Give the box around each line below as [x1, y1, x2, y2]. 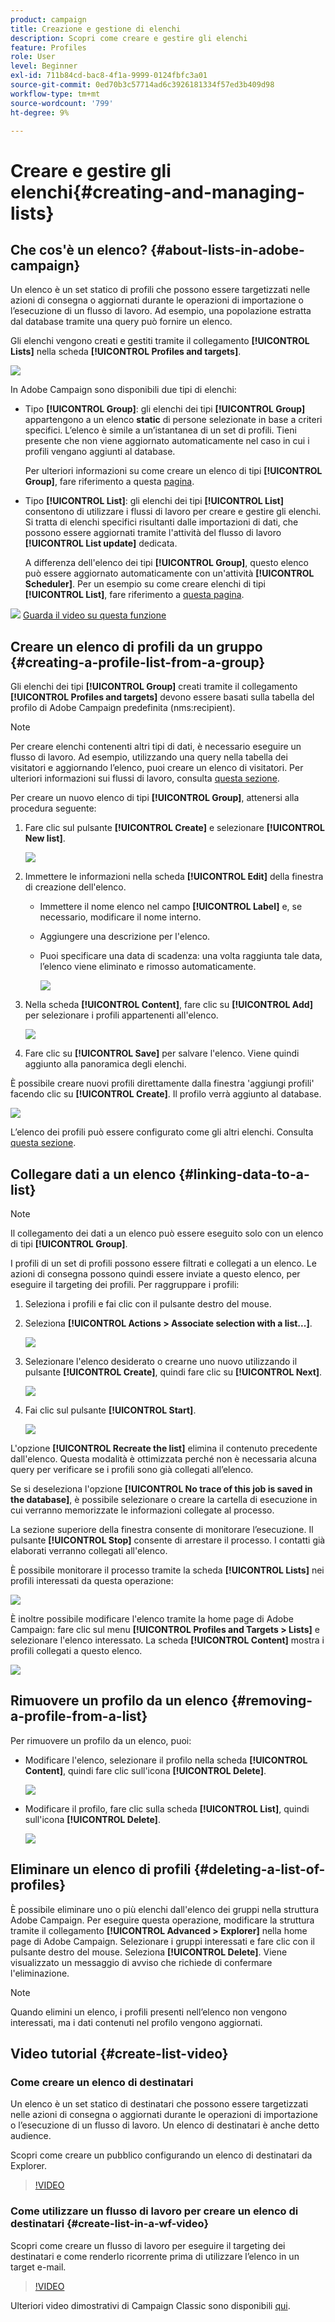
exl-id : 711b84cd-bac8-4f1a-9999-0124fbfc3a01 [10, 71, 208, 81]
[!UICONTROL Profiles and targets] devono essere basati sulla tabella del [10, 691, 315, 703]
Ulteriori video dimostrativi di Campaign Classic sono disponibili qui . [10, 2299, 291, 2311]
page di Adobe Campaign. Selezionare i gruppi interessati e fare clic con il [10, 1935, 315, 1947]
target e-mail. [10, 2261, 67, 2273]
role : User [10, 52, 56, 62]
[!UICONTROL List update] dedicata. [24, 537, 178, 550]
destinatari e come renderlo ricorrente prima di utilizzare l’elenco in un [10, 2250, 300, 2262]
